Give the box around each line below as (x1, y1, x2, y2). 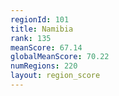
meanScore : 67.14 (10, 42, 83, 53)
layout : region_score (10, 71, 101, 81)
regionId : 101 (10, 14, 70, 25)
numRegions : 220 (10, 61, 78, 71)
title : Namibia (10, 24, 74, 34)
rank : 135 (10, 33, 52, 43)
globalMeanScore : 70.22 (10, 52, 110, 62)
